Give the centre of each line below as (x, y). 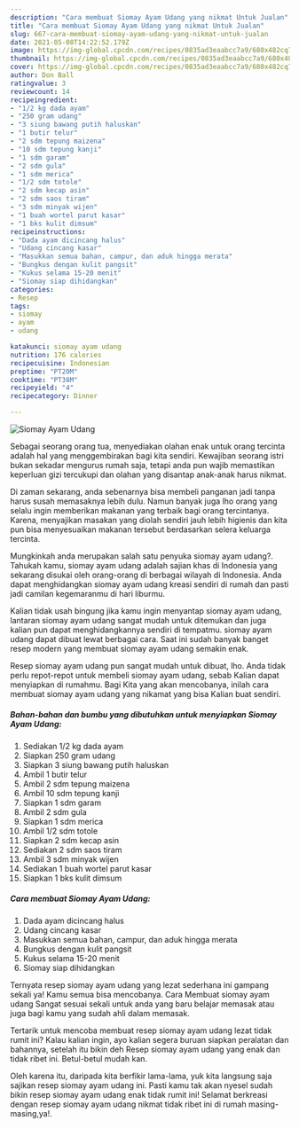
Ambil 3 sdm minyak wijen (71, 859)
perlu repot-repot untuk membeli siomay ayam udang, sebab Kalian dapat (145, 675)
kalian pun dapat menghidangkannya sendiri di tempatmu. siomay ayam (142, 630)
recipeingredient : (44, 100)
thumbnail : (30, 59)
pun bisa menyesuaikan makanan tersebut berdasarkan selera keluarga (141, 529)
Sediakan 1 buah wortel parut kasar (87, 868)
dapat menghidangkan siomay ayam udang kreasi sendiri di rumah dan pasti (149, 584)
